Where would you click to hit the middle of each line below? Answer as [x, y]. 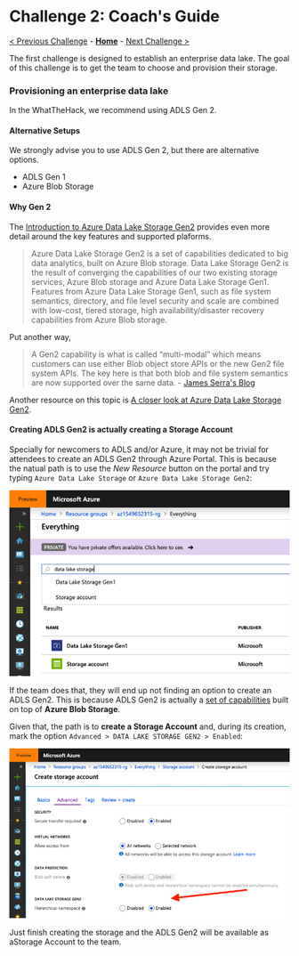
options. [24, 160]
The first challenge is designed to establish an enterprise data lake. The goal [149, 58]
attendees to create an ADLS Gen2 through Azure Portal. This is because [143, 458]
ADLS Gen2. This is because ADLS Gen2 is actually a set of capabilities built [149, 700]
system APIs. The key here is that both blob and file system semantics [160, 373]
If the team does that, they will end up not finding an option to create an [141, 690]
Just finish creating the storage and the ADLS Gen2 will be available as [139, 933]
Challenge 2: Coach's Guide [114, 16]
